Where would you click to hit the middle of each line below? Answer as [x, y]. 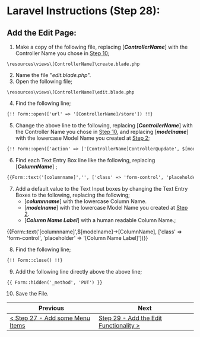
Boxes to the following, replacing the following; [72, 195]
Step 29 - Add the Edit [130, 318]
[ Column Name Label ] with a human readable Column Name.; [100, 220]
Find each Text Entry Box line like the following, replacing [85, 160]
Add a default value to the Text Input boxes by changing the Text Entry [101, 188]
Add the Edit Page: [42, 33]
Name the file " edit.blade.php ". [53, 75]
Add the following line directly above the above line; [79, 271]
